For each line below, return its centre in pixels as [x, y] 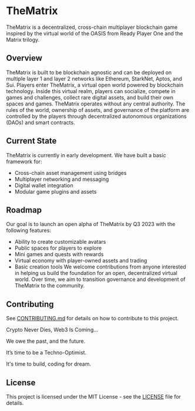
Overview [24, 58]
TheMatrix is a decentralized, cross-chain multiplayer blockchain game [92, 27]
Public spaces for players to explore [58, 248]
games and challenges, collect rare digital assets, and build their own [90, 97]
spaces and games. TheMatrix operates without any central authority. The [96, 104]
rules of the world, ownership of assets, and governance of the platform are [98, 110]
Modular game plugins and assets [56, 191]
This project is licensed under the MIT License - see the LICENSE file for [93, 397]
